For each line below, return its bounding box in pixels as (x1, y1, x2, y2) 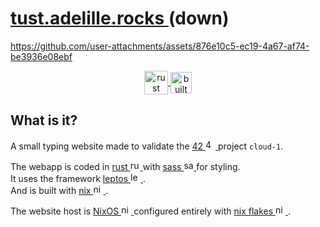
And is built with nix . (10, 184, 109, 196)
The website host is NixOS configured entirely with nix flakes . (10, 205, 291, 217)
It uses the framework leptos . (10, 172, 147, 184)
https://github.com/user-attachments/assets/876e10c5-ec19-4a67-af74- (10, 40, 310, 52)
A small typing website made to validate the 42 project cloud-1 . (10, 140, 284, 152)
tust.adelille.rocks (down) (10, 7, 230, 30)
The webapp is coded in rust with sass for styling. (10, 160, 241, 172)
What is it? (10, 112, 78, 129)
